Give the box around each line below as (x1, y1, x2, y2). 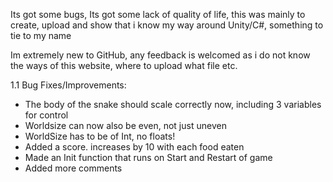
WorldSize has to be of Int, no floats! (24, 130, 176, 142)
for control (24, 109, 69, 121)
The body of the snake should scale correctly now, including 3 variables (24, 99, 322, 110)
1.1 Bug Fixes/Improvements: (10, 79, 127, 91)
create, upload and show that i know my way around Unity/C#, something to (10, 19, 324, 31)
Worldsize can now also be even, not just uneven (24, 120, 227, 131)
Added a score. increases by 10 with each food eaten (24, 141, 245, 153)
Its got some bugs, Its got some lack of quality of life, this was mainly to (10, 9, 306, 20)
